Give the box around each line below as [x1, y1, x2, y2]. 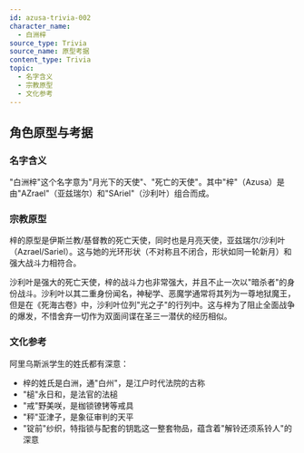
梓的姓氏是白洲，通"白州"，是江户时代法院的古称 [22, 377, 206, 388]
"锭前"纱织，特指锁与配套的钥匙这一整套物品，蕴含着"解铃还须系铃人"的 [22, 422, 292, 433]
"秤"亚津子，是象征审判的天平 [22, 411, 134, 422]
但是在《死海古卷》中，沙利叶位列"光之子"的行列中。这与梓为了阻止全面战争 [9, 300, 296, 311]
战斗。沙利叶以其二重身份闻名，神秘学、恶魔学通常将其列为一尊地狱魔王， [16, 288, 296, 299]
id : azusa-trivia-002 [9, 13, 92, 23]
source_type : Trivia [9, 38, 88, 48]
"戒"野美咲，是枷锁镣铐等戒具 [22, 400, 134, 410]
